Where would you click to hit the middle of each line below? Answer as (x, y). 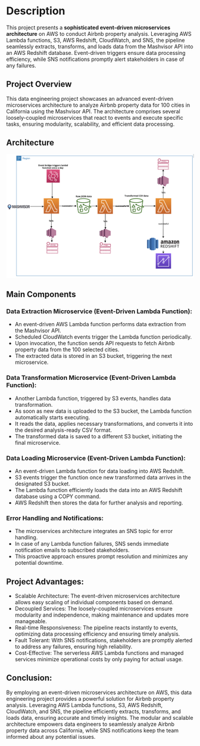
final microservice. (37, 442)
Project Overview (39, 84)
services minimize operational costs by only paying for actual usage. (99, 659)
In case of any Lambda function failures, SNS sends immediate (92, 544)
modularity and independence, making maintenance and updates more (101, 615)
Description (36, 11)
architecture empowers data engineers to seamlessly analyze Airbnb (90, 724)
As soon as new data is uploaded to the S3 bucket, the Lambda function (103, 411)
